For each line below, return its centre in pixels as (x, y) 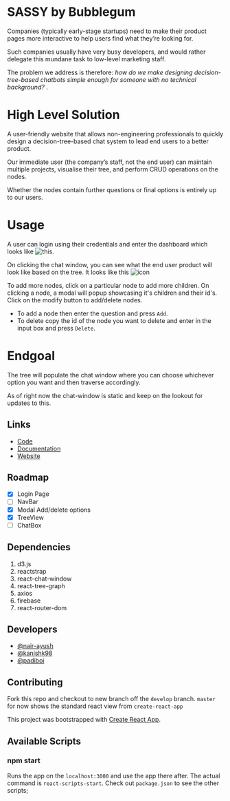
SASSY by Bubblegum (71, 12)
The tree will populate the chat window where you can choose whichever (111, 375)
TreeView (31, 517)
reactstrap (32, 571)
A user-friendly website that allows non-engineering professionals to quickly (115, 134)
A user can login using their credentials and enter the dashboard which (107, 244)
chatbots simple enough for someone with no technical (118, 79)
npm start (24, 760)
